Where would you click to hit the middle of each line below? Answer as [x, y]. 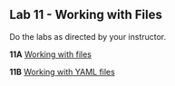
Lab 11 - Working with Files [86, 15]
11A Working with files [51, 54]
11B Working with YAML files [62, 72]
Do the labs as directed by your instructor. [88, 36]
